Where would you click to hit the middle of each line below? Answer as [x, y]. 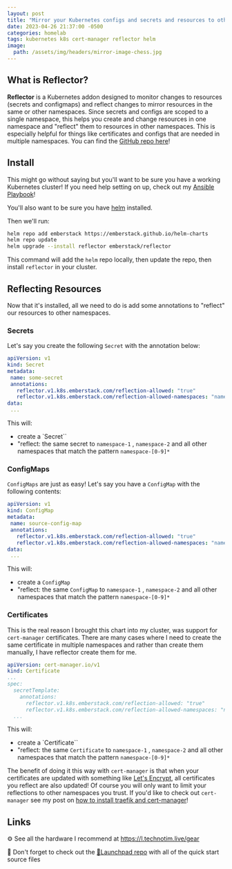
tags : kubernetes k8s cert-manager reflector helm [81, 39]
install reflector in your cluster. [52, 267]
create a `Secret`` [42, 437]
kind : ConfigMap [30, 511]
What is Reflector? [48, 80]
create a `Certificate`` [47, 743]
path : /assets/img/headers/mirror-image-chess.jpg [88, 53]
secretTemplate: [37, 690]
